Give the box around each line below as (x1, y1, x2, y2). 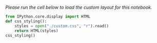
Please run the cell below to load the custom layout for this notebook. (5, 5, 152, 10)
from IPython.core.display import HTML (5, 14, 91, 19)
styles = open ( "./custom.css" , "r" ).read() (14, 23, 109, 28)
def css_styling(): (5, 19, 47, 24)
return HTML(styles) (14, 28, 58, 33)
